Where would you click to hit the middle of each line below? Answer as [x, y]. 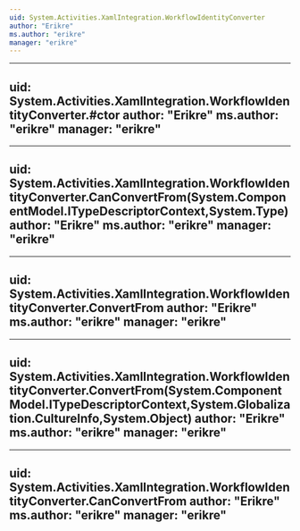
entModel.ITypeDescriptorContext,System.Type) [149, 211]
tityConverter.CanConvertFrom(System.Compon [148, 198]
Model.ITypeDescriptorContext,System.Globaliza [150, 405]
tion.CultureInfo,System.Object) [101, 419]
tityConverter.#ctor [65, 115]
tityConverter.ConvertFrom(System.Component [146, 391]
